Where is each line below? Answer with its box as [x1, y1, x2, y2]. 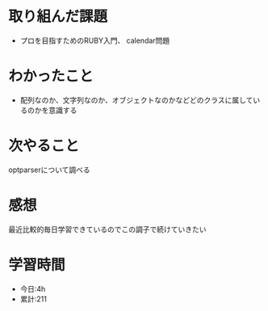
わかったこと [8, 67, 94, 86]
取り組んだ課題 [8, 7, 108, 26]
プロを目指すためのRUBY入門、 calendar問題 [19, 36, 170, 45]
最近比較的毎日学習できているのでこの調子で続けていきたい [8, 224, 207, 234]
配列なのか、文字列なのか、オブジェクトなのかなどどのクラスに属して [19, 95, 253, 105]
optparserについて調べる [8, 165, 90, 174]
